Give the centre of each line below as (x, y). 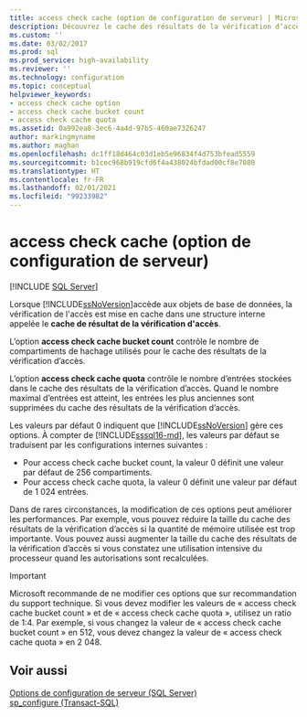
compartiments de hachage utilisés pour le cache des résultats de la (138, 351)
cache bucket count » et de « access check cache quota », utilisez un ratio (151, 613)
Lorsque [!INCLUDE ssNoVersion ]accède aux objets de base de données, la (151, 304)
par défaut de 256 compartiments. (87, 472)
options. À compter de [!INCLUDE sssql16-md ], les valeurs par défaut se (145, 434)
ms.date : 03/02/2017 (49, 43)
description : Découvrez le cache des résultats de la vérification (141, 27)
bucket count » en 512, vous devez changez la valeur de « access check (146, 632)
